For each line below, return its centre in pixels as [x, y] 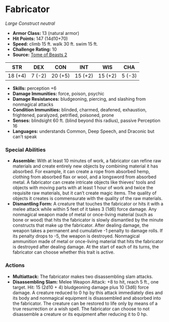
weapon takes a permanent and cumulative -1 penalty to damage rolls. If [88, 231]
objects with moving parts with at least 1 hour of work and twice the [83, 188]
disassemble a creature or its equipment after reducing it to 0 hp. [80, 314]
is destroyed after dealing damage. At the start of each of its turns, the [86, 247]
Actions [15, 265]
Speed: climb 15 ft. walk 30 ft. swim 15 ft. [55, 44]
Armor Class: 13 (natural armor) [46, 33]
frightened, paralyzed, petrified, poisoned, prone [63, 115]
